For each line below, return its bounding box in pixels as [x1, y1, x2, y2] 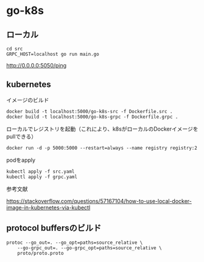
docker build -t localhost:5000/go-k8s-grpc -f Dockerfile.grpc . [6, 114, 178, 120]
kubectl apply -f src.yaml [6, 168, 75, 174]
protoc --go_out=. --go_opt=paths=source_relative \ [6, 240, 143, 246]
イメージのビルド [6, 96, 49, 103]
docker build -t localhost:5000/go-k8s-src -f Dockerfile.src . [6, 108, 173, 114]
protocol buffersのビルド [6, 223, 102, 233]
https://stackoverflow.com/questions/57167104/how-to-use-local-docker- [6, 197, 192, 204]
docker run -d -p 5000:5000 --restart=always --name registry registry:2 [6, 145, 198, 151]
